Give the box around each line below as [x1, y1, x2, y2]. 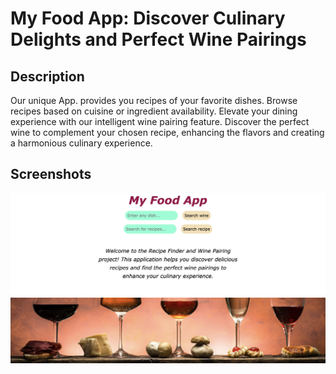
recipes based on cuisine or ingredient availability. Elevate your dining [10, 105, 298, 117]
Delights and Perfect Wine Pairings [10, 28, 307, 51]
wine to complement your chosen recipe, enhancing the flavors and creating [10, 127, 325, 138]
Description [10, 68, 85, 85]
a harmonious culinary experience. [10, 137, 153, 149]
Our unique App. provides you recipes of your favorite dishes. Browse [10, 95, 298, 106]
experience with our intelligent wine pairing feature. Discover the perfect [10, 116, 310, 127]
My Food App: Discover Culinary [10, 7, 286, 30]
